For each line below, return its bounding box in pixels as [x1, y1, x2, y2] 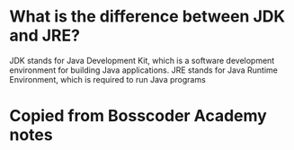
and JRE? [9, 25, 81, 46]
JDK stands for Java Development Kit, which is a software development [9, 55, 275, 66]
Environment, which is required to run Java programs [9, 74, 207, 84]
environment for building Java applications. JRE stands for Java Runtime [9, 65, 279, 75]
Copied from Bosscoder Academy [9, 106, 267, 127]
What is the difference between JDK [9, 6, 286, 27]
